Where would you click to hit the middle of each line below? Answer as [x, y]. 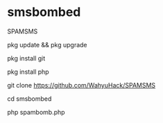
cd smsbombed [29, 99]
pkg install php [28, 72]
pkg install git [26, 58]
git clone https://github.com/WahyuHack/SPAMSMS [81, 85]
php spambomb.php [36, 112]
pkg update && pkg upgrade [48, 44]
